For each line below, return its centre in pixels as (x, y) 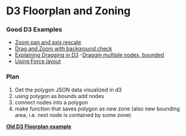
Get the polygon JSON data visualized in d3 (68, 90)
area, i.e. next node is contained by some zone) (73, 115)
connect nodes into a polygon (51, 102)
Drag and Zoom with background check (63, 49)
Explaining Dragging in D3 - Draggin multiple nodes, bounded (89, 55)
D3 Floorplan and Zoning (68, 11)
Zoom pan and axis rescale (48, 42)
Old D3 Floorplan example (39, 126)
